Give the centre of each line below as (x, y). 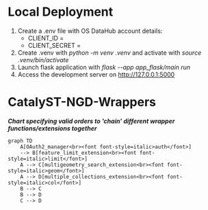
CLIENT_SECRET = (54, 45)
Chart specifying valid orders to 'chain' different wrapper (91, 121)
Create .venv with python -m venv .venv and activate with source (109, 53)
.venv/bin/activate (43, 60)
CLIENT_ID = (46, 38)
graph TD (20, 141)
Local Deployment (61, 12)
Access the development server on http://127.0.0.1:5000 (96, 74)
